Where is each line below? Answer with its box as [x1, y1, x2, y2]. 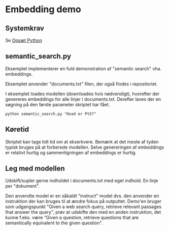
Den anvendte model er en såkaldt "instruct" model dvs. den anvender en [5, 193, 159, 199]
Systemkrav [5, 24, 45, 33]
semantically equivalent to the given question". [5, 220, 103, 226]
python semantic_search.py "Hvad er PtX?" [5, 111, 96, 117]
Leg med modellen [5, 164, 65, 173]
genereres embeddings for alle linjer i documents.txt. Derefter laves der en [5, 96, 161, 102]
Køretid [5, 125, 29, 134]
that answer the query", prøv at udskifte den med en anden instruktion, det [5, 209, 161, 215]
